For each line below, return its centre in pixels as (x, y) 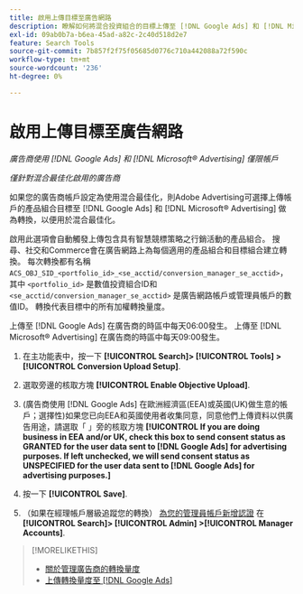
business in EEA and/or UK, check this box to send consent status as (154, 436)
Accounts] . (44, 533)
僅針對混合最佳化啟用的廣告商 (64, 178)
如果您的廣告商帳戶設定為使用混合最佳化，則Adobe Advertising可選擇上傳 (147, 197)
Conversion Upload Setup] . (129, 366)
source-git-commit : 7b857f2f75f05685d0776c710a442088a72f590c (129, 51)
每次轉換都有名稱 (59, 261)
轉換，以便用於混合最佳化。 (68, 219)
